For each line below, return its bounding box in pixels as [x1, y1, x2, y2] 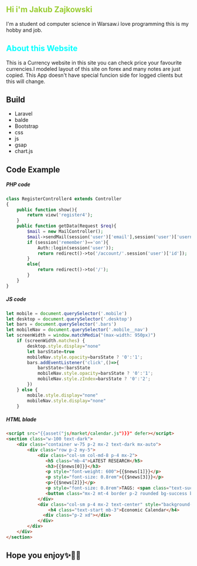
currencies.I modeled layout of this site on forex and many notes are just [6, 65, 181, 72]
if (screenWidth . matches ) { [16, 338, 85, 344]
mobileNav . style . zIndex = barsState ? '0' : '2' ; [37, 376, 151, 382]
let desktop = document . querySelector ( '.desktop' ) [6, 316, 133, 322]
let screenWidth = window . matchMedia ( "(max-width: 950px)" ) [6, 333, 157, 338]
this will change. [6, 77, 46, 84]
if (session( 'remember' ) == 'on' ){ [27, 239, 109, 245]
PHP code [6, 181, 30, 188]
